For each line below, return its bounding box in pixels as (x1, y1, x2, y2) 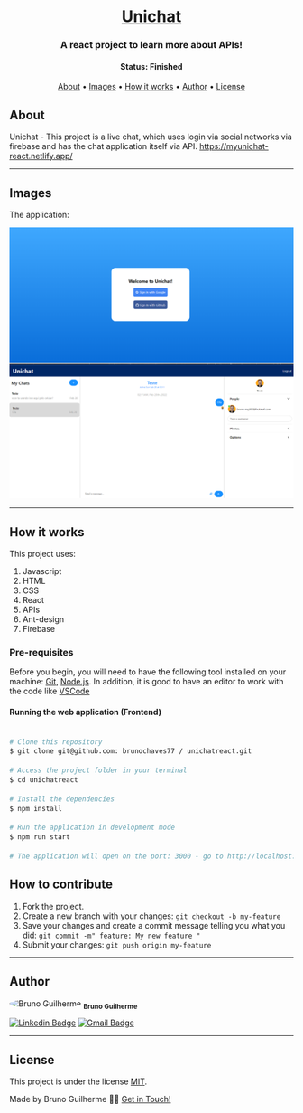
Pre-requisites (9, 646, 74, 659)
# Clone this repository (9, 737, 103, 747)
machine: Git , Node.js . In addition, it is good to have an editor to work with (9, 676, 284, 687)
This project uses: (9, 549, 77, 560)
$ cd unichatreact (9, 776, 78, 785)
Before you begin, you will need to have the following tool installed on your (9, 666, 287, 677)
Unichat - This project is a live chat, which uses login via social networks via (9, 131, 293, 142)
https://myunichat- (199, 141, 269, 152)
